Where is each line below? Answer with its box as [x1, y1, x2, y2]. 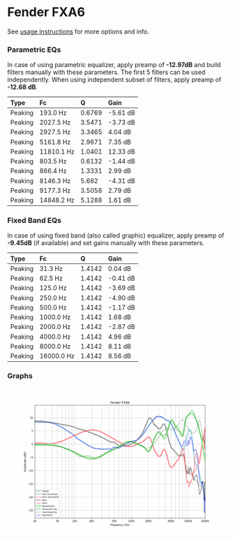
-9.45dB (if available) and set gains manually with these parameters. [7, 239, 204, 247]
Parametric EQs [7, 45, 61, 54]
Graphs [7, 371, 33, 381]
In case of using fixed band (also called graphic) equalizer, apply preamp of [7, 231, 225, 240]
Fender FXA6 [7, 4, 86, 20]
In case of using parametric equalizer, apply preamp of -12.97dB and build [7, 61, 221, 69]
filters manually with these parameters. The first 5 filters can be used [7, 68, 206, 77]
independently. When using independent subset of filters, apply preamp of [7, 75, 222, 84]
